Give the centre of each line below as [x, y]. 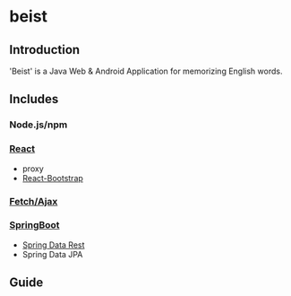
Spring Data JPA [52, 254]
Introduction [45, 50]
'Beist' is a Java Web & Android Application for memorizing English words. [146, 71]
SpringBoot [34, 225]
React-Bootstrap [52, 178]
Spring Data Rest [53, 245]
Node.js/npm [39, 125]
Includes [34, 99]
